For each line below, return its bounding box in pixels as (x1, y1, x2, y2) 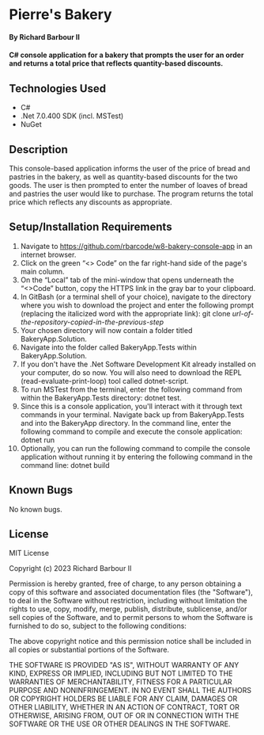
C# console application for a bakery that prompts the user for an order (9, 50, 244, 60)
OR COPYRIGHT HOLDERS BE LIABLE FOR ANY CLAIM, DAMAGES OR (9, 694, 238, 703)
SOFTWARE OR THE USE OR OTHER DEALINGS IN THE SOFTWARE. (9, 719, 231, 729)
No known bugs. (9, 504, 62, 514)
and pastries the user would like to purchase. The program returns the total (9, 189, 254, 198)
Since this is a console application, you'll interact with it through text (20, 401, 243, 411)
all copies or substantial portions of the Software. (9, 645, 169, 655)
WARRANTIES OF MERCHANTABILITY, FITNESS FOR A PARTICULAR (9, 677, 232, 687)
